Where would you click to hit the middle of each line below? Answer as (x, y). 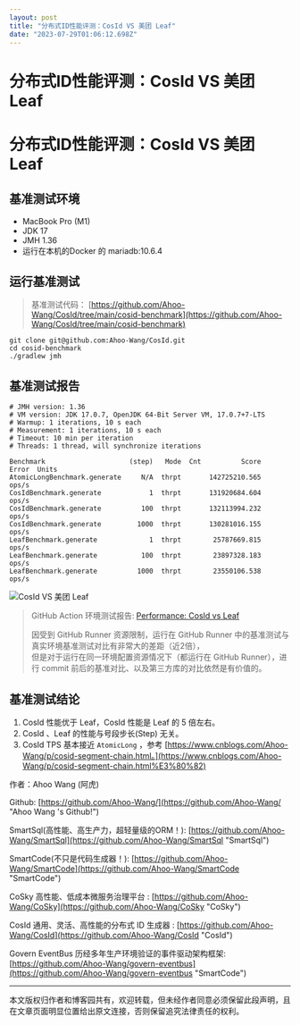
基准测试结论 (45, 699)
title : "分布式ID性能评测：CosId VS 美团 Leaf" (92, 26)
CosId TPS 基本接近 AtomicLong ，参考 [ (95, 744)
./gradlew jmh (36, 357)
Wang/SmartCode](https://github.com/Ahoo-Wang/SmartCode (124, 869)
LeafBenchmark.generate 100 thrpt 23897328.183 (135, 556)
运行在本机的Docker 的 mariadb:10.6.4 (92, 250)
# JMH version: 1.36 (48, 407)
